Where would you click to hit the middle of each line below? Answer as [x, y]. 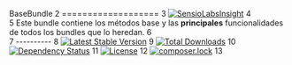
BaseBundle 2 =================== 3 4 [130, 14]
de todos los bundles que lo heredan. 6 [81, 32]
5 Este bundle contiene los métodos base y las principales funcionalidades [146, 23]
